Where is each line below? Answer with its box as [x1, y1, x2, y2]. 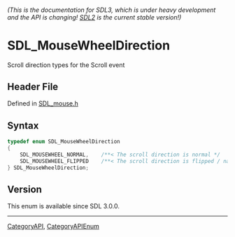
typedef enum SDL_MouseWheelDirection [7, 138, 120, 145]
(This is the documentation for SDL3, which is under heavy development [7, 6, 216, 14]
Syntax [7, 120, 39, 131]
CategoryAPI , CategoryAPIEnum [7, 222, 100, 231]
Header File [7, 80, 59, 92]
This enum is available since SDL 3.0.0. [7, 202, 120, 210]
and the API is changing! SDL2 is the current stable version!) [7, 13, 182, 21]
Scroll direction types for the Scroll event [7, 60, 125, 69]
